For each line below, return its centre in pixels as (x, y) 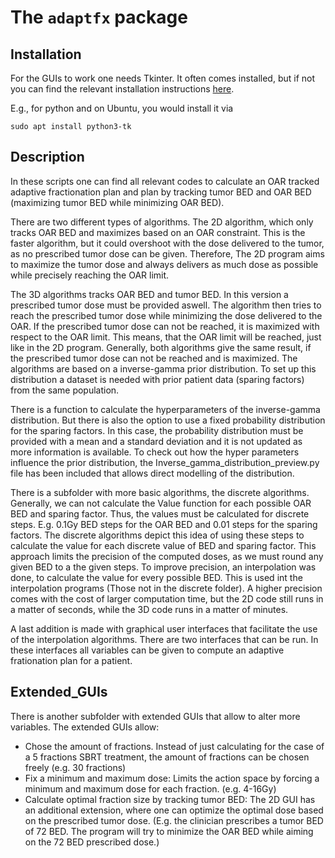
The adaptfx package (99, 17)
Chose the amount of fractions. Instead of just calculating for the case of (174, 746)
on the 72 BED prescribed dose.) (92, 842)
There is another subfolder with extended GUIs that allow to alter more (155, 716)
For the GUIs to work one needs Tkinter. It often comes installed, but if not (163, 78)
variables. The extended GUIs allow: (85, 727)
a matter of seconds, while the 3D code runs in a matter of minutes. (149, 609)
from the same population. (65, 390)
